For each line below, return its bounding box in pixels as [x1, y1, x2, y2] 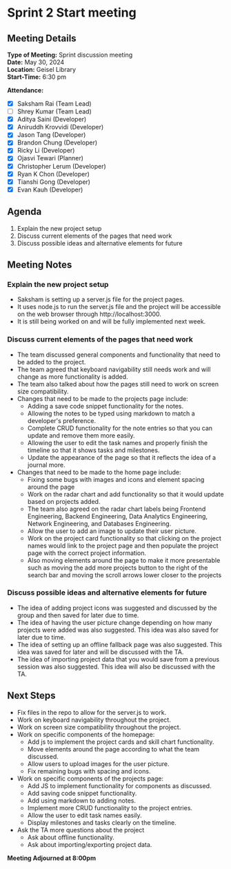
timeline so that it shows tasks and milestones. [27, 446, 160, 454]
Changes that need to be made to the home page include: [17, 468, 181, 476]
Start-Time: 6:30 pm [7, 73, 67, 81]
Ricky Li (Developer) [17, 147, 75, 155]
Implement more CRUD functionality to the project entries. [27, 803, 193, 812]
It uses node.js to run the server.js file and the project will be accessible [17, 303, 221, 311]
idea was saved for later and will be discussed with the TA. [17, 648, 184, 656]
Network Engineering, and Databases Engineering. [27, 519, 172, 527]
